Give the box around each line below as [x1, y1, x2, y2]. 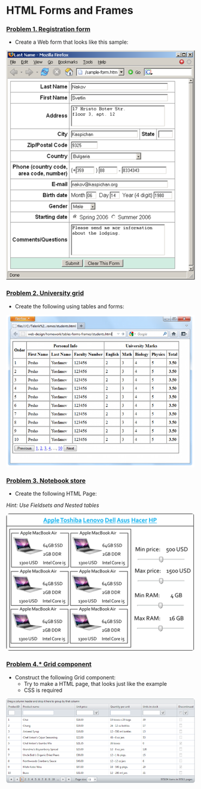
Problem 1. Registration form [6, 25, 91, 34]
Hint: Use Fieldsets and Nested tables [6, 501, 100, 509]
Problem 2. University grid [6, 289, 84, 297]
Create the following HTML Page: [14, 490, 97, 497]
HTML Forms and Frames [6, 4, 133, 17]
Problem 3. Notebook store [6, 476, 86, 485]
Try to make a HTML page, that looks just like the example [23, 680, 167, 687]
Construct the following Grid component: [14, 673, 116, 681]
